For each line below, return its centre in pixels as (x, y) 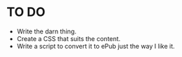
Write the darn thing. (46, 31)
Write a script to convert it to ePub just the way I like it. (96, 46)
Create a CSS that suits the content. (69, 38)
